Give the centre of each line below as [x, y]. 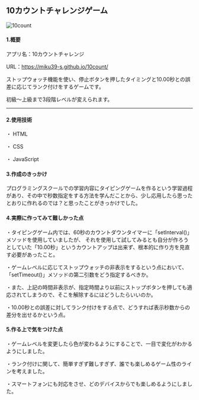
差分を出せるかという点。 [37, 314]
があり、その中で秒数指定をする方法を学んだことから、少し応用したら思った [99, 196]
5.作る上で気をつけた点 [35, 329]
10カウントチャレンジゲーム [57, 11]
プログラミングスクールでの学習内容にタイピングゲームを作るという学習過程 [99, 188]
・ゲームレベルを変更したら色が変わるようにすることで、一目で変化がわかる [99, 344]
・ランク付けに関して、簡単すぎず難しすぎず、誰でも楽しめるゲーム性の [94, 364]
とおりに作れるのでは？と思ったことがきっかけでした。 [73, 203]
